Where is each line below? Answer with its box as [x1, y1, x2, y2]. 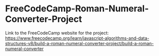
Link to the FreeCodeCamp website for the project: [5, 30, 109, 36]
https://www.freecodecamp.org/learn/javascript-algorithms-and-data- [5, 35, 150, 41]
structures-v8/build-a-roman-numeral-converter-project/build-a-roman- [5, 40, 154, 46]
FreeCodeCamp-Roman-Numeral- [5, 3, 149, 14]
